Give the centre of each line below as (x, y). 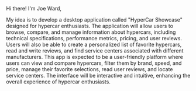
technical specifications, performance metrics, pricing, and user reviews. (94, 38)
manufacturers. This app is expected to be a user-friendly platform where (94, 57)
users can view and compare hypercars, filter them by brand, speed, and (94, 63)
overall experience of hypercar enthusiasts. (59, 82)
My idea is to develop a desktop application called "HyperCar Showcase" (94, 20)
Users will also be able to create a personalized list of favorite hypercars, (94, 44)
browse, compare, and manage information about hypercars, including (91, 32)
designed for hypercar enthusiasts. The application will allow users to (90, 26)
